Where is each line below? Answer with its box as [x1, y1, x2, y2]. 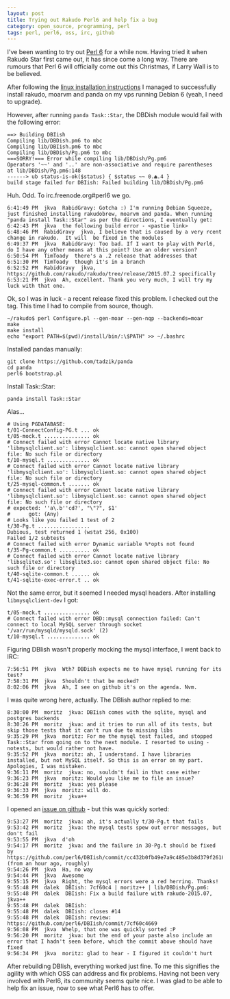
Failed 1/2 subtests [7, 535, 66, 542]
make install [7, 327, 44, 334]
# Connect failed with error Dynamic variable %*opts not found [7, 541, 194, 548]
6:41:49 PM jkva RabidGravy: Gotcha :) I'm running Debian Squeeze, [7, 205, 213, 212]
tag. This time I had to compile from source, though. [7, 302, 154, 310]
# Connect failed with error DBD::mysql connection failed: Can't [7, 615, 201, 622]
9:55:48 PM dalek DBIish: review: [7, 914, 112, 922]
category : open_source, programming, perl [7, 23, 130, 29]
